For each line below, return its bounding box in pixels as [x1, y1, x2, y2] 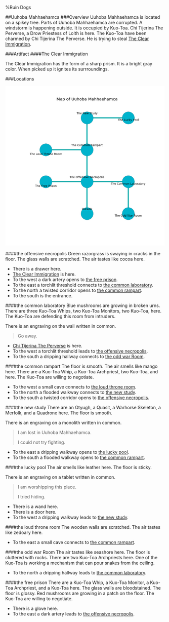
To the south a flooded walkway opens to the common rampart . [12, 454, 145, 460]
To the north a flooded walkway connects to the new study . [12, 390, 137, 395]
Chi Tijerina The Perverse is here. [12, 343, 82, 348]
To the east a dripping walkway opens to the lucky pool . [12, 449, 130, 455]
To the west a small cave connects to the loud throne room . [12, 384, 137, 390]
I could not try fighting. [17, 439, 66, 445]
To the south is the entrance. [12, 293, 73, 298]
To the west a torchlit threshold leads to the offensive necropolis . [12, 348, 148, 354]
